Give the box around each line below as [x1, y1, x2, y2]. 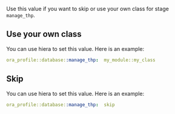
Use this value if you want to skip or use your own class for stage [6, 5, 170, 12]
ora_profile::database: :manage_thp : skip [6, 101, 115, 108]
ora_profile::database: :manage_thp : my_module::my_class [6, 57, 156, 63]
